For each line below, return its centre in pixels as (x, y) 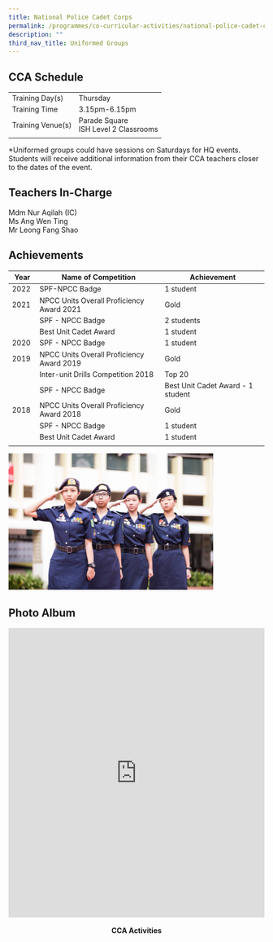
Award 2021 (60, 309)
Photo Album (42, 613)
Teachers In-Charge (60, 193)
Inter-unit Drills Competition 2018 (97, 374)
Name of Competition (99, 278)
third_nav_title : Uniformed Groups (69, 43)
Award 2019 (60, 363)
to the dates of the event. (51, 168)
